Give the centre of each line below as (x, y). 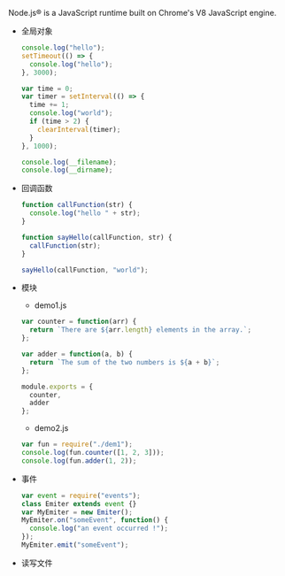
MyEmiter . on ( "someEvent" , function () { (95, 520)
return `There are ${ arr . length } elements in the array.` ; (141, 330)
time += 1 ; (50, 105)
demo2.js (51, 428)
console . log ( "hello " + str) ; (85, 213)
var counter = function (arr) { (79, 322)
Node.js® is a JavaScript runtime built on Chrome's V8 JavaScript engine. (142, 13)
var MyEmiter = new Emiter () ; (77, 512)
